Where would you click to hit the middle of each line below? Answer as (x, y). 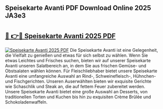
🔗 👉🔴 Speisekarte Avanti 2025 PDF (60, 36)
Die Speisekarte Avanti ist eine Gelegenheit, (114, 50)
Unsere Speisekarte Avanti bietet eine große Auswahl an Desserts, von (76, 92)
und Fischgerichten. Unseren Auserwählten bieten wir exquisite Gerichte (78, 81)
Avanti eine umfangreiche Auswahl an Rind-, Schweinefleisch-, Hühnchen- (81, 76)
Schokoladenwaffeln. (26, 102)
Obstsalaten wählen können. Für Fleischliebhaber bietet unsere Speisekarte (81, 71)
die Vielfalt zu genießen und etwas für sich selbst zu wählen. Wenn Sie (77, 55)
